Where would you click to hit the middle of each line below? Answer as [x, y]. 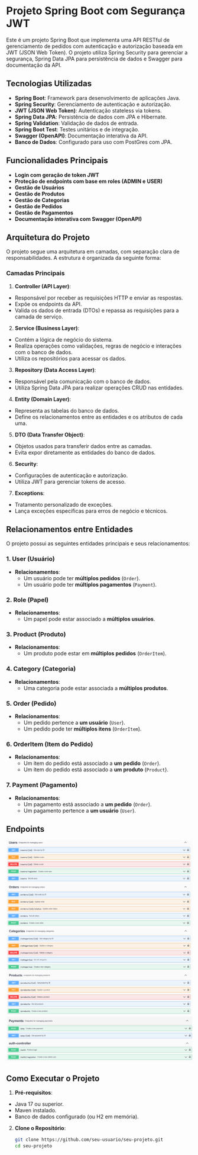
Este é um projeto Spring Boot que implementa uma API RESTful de [88, 40]
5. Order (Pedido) [31, 703]
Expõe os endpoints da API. [48, 304]
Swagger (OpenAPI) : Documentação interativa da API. [81, 136]
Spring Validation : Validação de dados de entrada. [77, 123]
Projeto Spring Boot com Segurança [96, 11]
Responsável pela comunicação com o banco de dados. [83, 381]
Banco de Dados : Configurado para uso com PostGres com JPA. [93, 142]
